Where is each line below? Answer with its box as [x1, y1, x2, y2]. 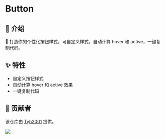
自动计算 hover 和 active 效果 [12, 82, 73, 88]
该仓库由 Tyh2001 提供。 [5, 118, 57, 124]
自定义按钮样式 [12, 75, 44, 81]
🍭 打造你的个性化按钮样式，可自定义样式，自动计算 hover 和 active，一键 [5, 39, 156, 44]
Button [5, 3, 34, 15]
